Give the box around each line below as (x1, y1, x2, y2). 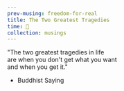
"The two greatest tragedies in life (7, 48, 105, 57)
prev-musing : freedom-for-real (7, 10, 98, 17)
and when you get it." (7, 63, 68, 71)
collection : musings (7, 29, 67, 37)
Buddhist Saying (17, 77, 64, 85)
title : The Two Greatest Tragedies (7, 17, 110, 23)
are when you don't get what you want (7, 56, 118, 64)
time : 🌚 (7, 23, 30, 30)
